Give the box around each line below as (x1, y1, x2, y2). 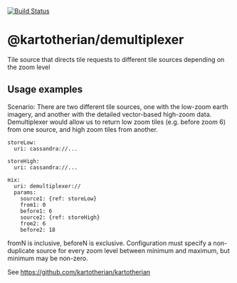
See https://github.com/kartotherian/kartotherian (7, 267, 151, 276)
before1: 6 (20, 207, 53, 215)
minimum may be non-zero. (7, 254, 88, 262)
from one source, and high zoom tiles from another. (7, 125, 159, 133)
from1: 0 (20, 201, 46, 208)
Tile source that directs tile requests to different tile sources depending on (7, 55, 225, 63)
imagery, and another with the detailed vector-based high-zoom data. (7, 110, 212, 118)
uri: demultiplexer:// (14, 182, 81, 190)
